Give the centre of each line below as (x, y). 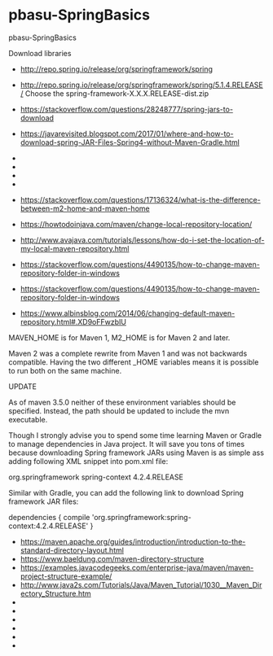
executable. (28, 419)
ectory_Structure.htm (55, 593)
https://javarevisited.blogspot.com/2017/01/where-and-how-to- (127, 133)
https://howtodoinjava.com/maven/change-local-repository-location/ (136, 224)
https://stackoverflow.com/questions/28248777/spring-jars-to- (127, 109)
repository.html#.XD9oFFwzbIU (73, 321)
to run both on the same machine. (65, 370)
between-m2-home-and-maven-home (85, 208)
